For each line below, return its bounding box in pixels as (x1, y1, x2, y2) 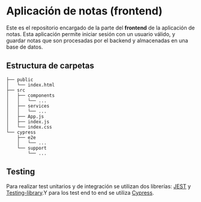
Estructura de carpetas (6, 61, 95, 71)
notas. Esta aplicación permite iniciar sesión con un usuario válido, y (6, 30, 176, 37)
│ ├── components (6, 92, 55, 99)
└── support (17, 145, 47, 151)
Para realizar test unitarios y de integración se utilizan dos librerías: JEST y (6, 182, 191, 190)
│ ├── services (6, 103, 50, 109)
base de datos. (6, 43, 43, 50)
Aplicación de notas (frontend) (6, 4, 163, 18)
